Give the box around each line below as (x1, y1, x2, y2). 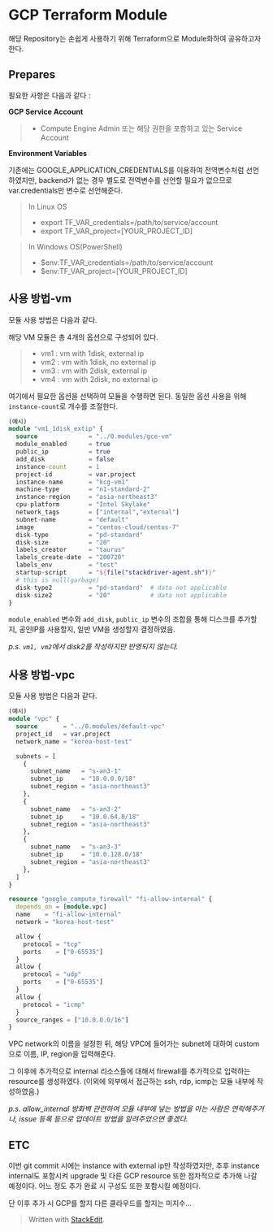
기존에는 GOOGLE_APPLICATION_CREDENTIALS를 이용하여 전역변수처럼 (8, 165, 245, 175)
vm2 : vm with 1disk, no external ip (40, 357, 157, 367)
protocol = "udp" (23, 970, 82, 978)
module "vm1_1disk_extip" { (8, 425, 104, 433)
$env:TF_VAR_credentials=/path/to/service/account (40, 258, 214, 267)
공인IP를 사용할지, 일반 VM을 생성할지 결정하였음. (19, 624, 176, 635)
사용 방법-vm (8, 292, 71, 306)
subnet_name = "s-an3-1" (29, 767, 122, 775)
